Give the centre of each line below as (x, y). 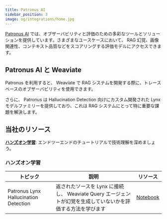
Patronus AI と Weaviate (43, 70)
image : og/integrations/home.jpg (40, 19)
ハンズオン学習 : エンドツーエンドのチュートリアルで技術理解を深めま (76, 142)
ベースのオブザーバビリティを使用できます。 (50, 89)
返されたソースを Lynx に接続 (90, 187)
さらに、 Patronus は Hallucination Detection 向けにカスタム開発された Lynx (83, 100)
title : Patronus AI (25, 10)
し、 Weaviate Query (80, 194)
